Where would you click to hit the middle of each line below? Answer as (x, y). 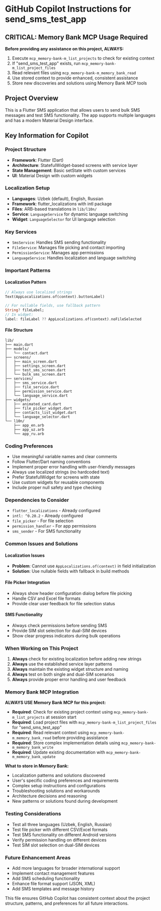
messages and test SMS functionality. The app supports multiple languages (80, 115)
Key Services (21, 232)
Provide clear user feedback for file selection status (63, 603)
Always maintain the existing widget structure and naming (70, 669)
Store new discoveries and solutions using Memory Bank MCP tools (80, 83)
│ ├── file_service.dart (32, 387)
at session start (61, 717)
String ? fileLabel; (25, 310)
